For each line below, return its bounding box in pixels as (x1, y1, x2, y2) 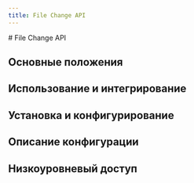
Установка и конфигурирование (8, 109, 174, 122)
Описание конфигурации (8, 135, 139, 149)
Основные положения (8, 56, 123, 69)
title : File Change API (8, 11, 86, 20)
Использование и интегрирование (8, 82, 187, 95)
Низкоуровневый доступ (8, 162, 137, 175)
